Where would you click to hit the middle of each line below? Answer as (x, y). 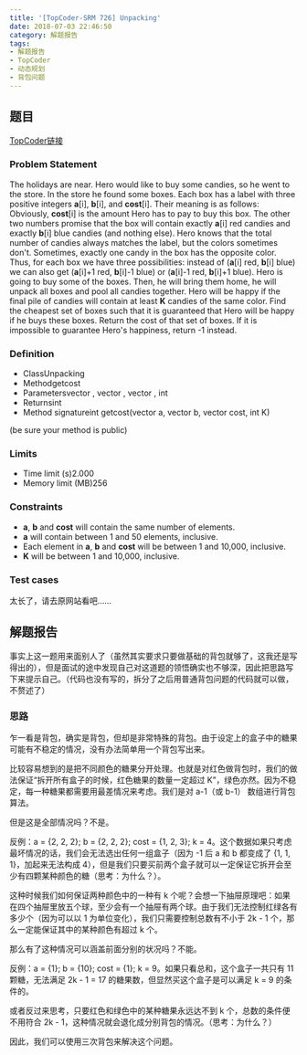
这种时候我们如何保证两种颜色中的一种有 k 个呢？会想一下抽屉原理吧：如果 (150, 895)
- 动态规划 (27, 69)
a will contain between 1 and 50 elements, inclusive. (120, 536)
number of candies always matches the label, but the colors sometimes (144, 242)
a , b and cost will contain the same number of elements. (129, 527)
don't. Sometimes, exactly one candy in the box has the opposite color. (143, 252)
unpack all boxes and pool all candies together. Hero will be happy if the (145, 291)
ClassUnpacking (53, 374)
